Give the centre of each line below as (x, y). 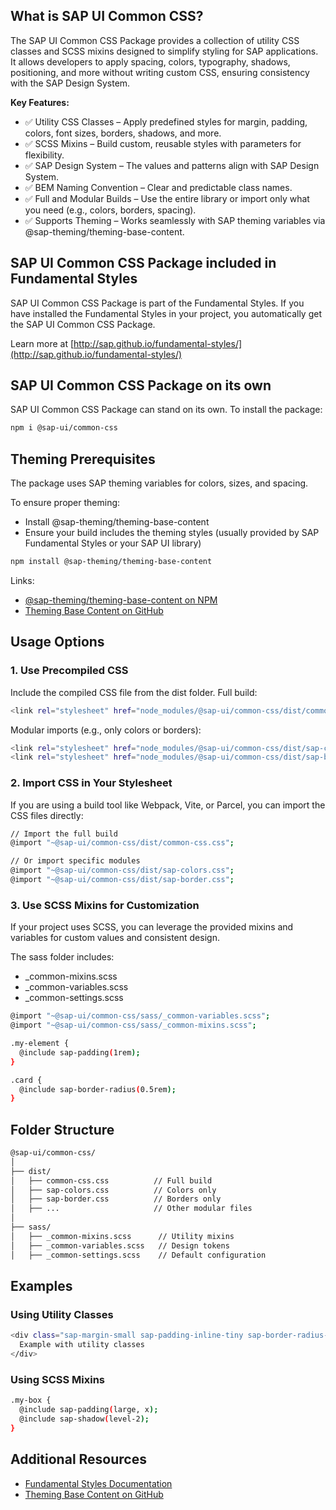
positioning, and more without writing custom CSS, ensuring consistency (160, 72)
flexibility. (44, 155)
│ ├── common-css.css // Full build (111, 1180)
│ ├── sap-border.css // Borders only (116, 1199)
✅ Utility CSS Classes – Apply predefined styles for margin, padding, (166, 121)
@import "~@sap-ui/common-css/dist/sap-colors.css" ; (122, 870)
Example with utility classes (82, 1345)
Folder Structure (62, 1129)
